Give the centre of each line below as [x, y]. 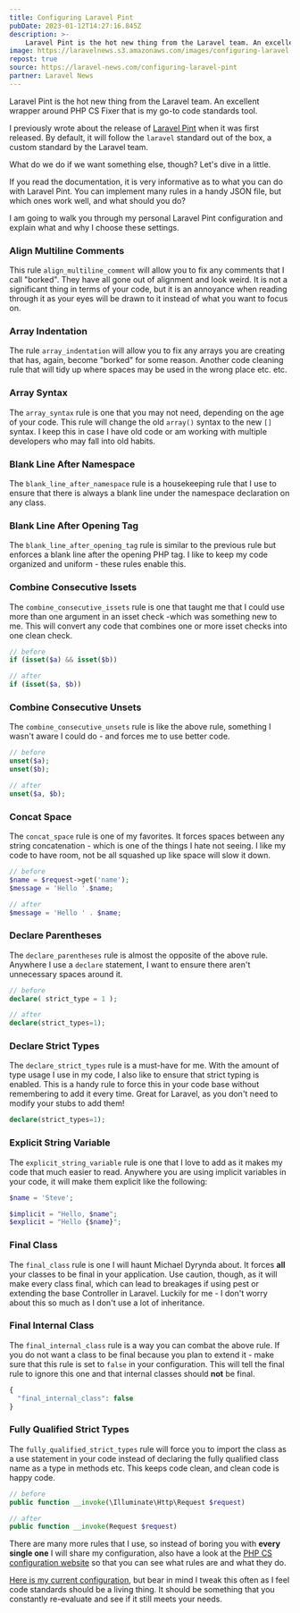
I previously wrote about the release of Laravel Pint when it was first [134, 128]
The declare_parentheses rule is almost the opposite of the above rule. [139, 955]
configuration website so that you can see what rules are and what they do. [148, 1563]
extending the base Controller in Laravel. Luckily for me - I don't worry [138, 1293]
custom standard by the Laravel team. [79, 147]
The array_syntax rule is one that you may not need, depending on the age [146, 412]
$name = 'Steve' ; [42, 1198]
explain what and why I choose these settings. [95, 227]
